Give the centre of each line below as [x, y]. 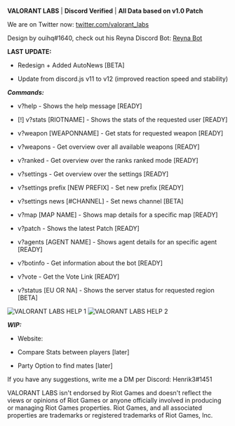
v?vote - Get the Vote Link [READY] [68, 277]
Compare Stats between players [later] [73, 352]
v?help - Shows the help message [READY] [80, 106]
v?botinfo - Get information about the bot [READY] [90, 263]
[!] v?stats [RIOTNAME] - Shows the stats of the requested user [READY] [122, 120]
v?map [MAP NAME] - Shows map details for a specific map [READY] [117, 215]
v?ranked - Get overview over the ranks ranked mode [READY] [108, 160]
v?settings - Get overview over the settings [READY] [93, 174]
